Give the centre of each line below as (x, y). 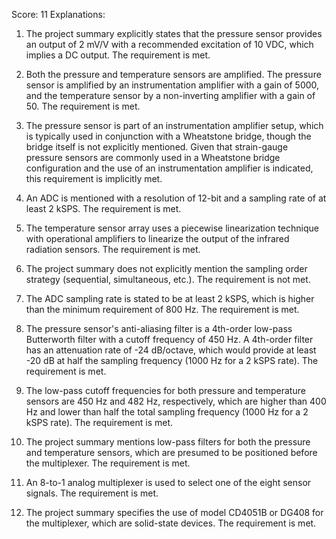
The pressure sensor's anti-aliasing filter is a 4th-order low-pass (159, 328)
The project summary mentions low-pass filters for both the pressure (168, 442)
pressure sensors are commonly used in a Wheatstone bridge (153, 157)
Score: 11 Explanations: (58, 14)
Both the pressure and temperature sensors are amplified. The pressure (173, 74)
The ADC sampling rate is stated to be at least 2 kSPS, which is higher (170, 298)
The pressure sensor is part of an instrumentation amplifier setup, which (174, 125)
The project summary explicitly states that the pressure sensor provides (174, 33)
